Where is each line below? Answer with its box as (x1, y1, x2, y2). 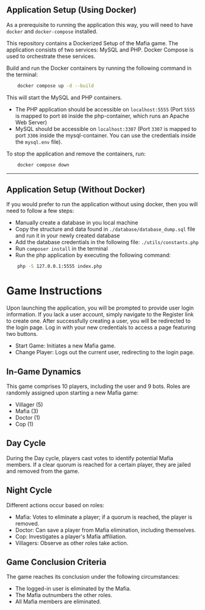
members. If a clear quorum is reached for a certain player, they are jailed (6, 461, 191, 468)
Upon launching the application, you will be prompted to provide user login (6, 304, 194, 311)
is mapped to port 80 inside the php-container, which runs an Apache (15, 112, 190, 119)
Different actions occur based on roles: (6, 501, 105, 508)
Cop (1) (15, 420, 34, 428)
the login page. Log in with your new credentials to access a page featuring (6, 324, 196, 331)
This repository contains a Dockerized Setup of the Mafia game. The (6, 39, 179, 46)
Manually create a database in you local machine (15, 219, 138, 226)
